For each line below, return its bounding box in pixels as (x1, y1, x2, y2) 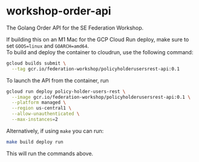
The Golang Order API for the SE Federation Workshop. (6, 24, 144, 31)
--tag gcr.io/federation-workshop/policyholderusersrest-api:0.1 (11, 66, 180, 72)
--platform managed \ (11, 99, 67, 106)
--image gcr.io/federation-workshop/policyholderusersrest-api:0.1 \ (11, 94, 191, 100)
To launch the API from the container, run (6, 76, 109, 84)
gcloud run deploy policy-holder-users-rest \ (6, 89, 126, 95)
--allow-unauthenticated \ (11, 111, 80, 117)
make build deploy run (6, 139, 64, 145)
